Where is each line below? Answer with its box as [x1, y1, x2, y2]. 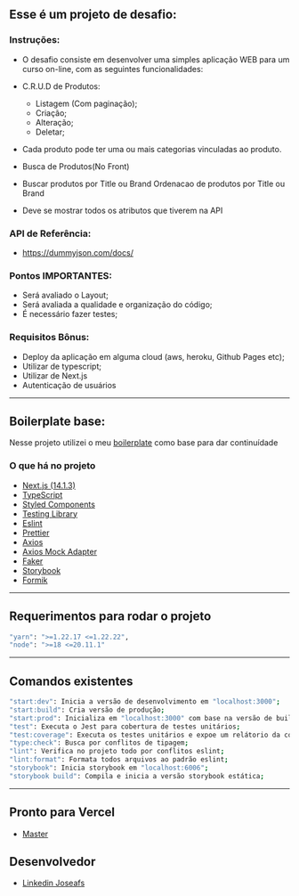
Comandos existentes [9, 673, 133, 688]
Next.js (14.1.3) [21, 480, 76, 491]
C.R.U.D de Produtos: [21, 80, 101, 92]
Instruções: [9, 34, 61, 46]
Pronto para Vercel [9, 805, 116, 820]
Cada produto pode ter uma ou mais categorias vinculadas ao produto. [21, 143, 282, 154]
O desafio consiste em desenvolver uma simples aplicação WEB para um [21, 53, 290, 65]
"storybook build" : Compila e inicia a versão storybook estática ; [9, 771, 265, 780]
